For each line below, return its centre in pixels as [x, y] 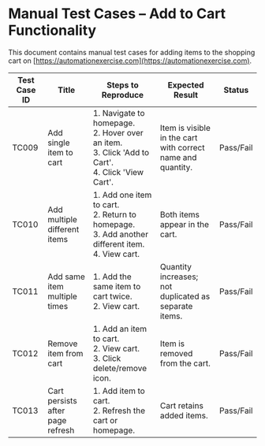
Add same [66, 277]
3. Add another [120, 234]
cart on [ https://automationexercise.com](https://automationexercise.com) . [130, 61]
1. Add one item [122, 195]
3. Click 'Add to [121, 152]
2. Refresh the [119, 411]
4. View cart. [116, 254]
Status [236, 90]
